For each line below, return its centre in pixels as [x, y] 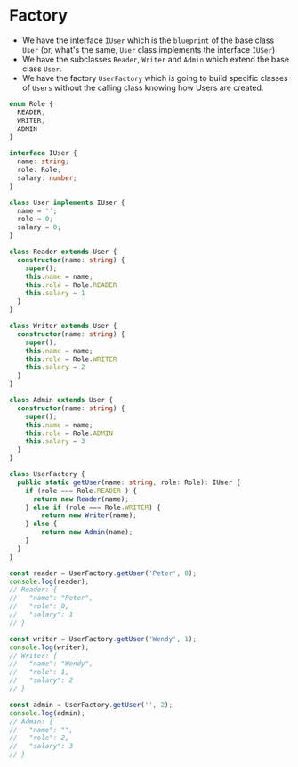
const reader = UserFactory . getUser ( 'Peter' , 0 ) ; [103, 573]
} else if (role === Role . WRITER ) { [93, 507]
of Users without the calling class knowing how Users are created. [143, 87]
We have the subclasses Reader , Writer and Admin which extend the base [156, 59]
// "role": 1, [39, 672]
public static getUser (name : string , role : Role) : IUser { [129, 482]
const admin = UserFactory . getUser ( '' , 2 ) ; [91, 705]
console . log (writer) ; [49, 647]
